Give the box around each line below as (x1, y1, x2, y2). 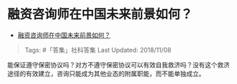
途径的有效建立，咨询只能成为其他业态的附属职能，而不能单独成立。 (7, 69, 205, 78)
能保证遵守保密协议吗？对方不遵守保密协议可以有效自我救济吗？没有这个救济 (7, 60, 230, 69)
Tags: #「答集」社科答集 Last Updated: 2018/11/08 (24, 45, 171, 54)
